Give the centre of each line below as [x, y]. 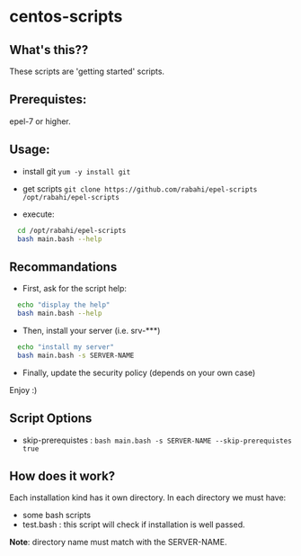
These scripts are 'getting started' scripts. [87, 71]
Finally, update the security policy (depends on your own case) [139, 372]
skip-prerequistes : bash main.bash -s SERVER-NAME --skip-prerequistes [157, 440]
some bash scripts [57, 516]
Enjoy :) [23, 390]
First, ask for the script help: [75, 289]
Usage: [30, 150]
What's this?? [49, 50]
